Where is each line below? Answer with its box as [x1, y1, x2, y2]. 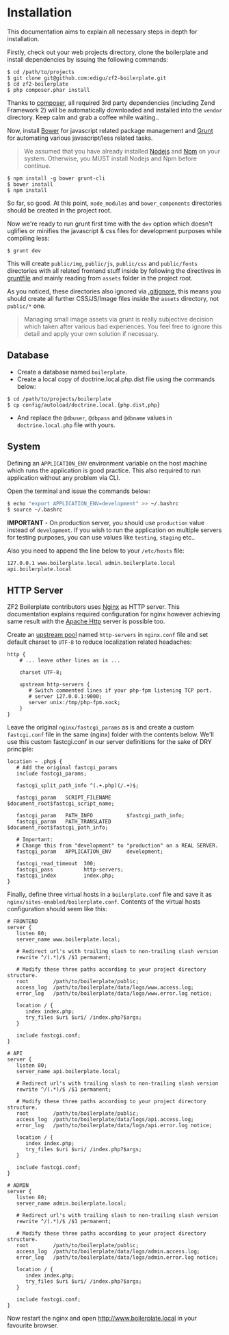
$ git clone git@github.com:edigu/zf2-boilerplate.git [7, 74, 167, 82]
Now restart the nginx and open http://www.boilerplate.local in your [7, 1314, 197, 1323]
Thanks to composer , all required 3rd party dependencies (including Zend [7, 98, 215, 107]
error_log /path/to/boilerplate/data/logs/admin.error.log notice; [16, 1254, 219, 1261]
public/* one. [7, 302, 46, 310]
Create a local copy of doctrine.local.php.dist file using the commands [16, 375, 215, 383]
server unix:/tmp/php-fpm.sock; [28, 699, 121, 706]
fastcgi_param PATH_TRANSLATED [16, 818, 111, 826]
